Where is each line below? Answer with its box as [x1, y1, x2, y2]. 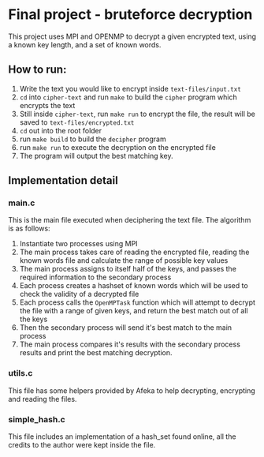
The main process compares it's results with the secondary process [19, 339, 240, 349]
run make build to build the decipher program [19, 134, 167, 144]
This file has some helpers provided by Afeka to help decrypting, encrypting [8, 385, 256, 395]
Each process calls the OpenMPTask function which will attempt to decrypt [19, 298, 256, 307]
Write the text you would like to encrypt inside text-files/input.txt [19, 84, 242, 93]
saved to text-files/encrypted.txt [19, 117, 135, 127]
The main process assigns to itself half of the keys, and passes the [19, 264, 236, 274]
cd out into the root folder [19, 125, 102, 135]
